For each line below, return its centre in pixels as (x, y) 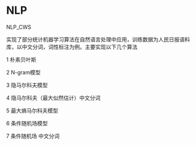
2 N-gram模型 (23, 72)
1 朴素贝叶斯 (21, 59)
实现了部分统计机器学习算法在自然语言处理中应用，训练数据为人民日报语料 (98, 39)
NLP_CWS (19, 27)
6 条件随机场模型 (27, 123)
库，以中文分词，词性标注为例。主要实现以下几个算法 (72, 47)
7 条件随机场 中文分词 (33, 136)
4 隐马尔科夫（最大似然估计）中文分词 (53, 98)
